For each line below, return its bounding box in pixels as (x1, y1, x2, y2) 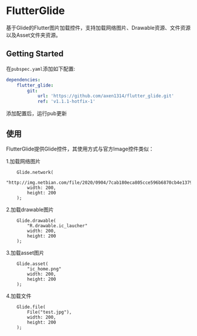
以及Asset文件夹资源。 (6, 31, 62, 39)
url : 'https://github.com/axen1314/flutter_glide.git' (37, 93, 175, 99)
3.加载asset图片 (6, 249, 45, 256)
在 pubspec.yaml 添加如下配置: (6, 65, 75, 72)
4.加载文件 (6, 292, 32, 299)
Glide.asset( (16, 260, 49, 267)
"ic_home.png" (27, 266, 62, 272)
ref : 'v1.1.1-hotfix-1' (37, 98, 96, 105)
